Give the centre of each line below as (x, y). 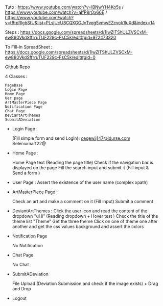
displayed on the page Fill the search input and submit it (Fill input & (81, 168)
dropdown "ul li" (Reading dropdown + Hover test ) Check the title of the (85, 216)
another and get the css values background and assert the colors (78, 227)
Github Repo (18, 67)
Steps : (12, 32)
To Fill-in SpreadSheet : (29, 47)
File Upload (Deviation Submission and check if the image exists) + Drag (85, 283)
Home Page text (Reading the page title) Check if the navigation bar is (82, 162)
